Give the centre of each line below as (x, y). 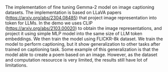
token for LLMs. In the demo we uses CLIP (49, 23)
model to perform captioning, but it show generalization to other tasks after (83, 44)
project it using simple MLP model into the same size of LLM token (74, 34)
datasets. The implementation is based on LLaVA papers (63, 12)
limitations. (17, 65)
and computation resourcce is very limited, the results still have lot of (76, 60)
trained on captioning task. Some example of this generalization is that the (82, 49)
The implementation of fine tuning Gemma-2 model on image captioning (80, 7)
